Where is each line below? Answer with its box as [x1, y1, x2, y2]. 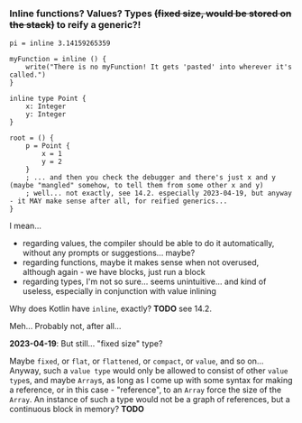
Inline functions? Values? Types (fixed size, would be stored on [9, 7, 292, 20]
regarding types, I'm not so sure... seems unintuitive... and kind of [22, 276, 267, 287]
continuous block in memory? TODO [9, 404, 144, 415]
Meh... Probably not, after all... [9, 321, 122, 332]
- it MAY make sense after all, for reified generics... [9, 197, 228, 206]
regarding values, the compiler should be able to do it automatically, [22, 238, 275, 249]
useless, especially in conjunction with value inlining [22, 286, 216, 297]
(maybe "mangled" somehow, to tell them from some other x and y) [9, 181, 264, 190]
